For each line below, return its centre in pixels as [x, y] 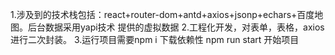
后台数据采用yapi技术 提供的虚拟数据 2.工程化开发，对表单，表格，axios [176, 27]
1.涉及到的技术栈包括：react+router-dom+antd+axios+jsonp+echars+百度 [162, 14]
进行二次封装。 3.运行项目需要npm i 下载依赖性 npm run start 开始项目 [155, 39]
